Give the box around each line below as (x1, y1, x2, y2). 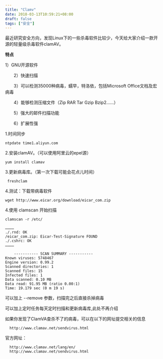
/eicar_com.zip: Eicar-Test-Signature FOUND (5, 234, 98, 239)
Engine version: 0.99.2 (5, 260, 54, 265)
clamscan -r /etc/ (5, 217, 43, 222)
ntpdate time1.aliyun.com (5, 141, 58, 146)
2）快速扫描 (13, 72, 38, 79)
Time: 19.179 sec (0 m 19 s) (5, 286, 65, 291)
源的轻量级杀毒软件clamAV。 (5, 41, 64, 47)
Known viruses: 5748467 (5, 256, 54, 261)
